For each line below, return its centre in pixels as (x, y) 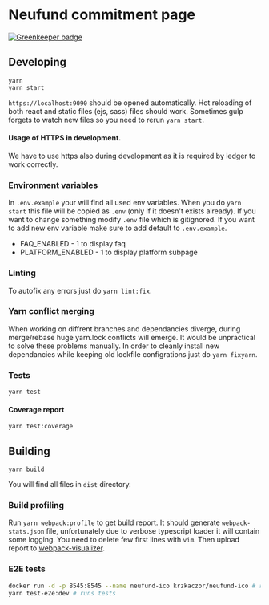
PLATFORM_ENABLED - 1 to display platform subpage (108, 252)
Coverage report (36, 409)
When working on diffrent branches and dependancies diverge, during (124, 329)
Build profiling (36, 506)
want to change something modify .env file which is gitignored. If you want (131, 220)
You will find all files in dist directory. (70, 485)
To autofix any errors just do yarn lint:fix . (80, 290)
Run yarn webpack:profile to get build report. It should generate (114, 522)
